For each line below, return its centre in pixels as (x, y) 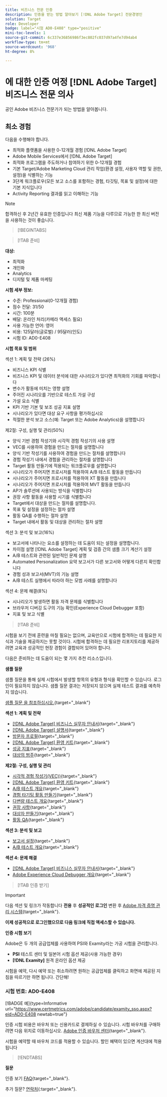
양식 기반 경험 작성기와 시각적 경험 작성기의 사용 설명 (64, 441)
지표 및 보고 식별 (28, 614)
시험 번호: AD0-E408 (30, 991)
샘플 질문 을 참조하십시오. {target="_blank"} (48, 703)
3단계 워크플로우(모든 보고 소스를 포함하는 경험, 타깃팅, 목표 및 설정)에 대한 (85, 181)
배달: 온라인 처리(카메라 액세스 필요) (47, 319)
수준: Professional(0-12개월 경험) (45, 301)
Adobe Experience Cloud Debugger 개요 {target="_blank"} (72, 875)
